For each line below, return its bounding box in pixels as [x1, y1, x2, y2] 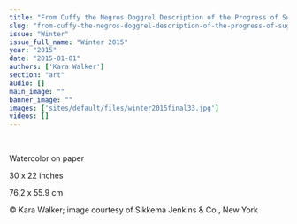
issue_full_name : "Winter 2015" [9, 37, 128, 47]
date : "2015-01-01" [9, 54, 81, 63]
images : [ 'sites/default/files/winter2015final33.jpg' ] [9, 104, 219, 112]
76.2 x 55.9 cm [9, 188, 64, 198]
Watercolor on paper [9, 153, 85, 164]
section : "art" [9, 71, 65, 80]
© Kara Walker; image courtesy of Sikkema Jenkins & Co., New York [9, 205, 259, 215]
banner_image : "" [9, 95, 73, 104]
